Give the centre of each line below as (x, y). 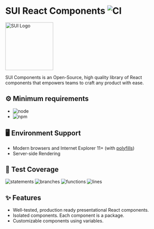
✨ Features (23, 198)
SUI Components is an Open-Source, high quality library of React (74, 77)
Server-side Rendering (36, 154)
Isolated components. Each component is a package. (68, 215)
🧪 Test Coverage (32, 169)
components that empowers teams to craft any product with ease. (75, 83)
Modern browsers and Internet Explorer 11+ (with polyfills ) (73, 148)
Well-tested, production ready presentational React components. (81, 210)
